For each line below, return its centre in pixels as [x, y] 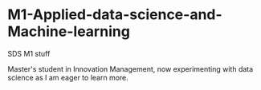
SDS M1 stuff [29, 53]
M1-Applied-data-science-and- [115, 15]
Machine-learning [69, 31]
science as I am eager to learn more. [68, 77]
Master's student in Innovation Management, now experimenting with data [130, 68]
